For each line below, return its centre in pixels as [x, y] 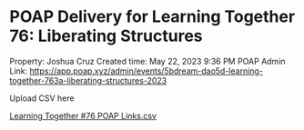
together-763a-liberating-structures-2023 [88, 80]
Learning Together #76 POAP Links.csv [83, 115]
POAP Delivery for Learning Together [152, 17]
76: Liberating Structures [106, 36]
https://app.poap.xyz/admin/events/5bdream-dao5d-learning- [147, 71]
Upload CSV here [42, 98]
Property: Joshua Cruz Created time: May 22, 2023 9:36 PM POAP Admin [147, 61]
